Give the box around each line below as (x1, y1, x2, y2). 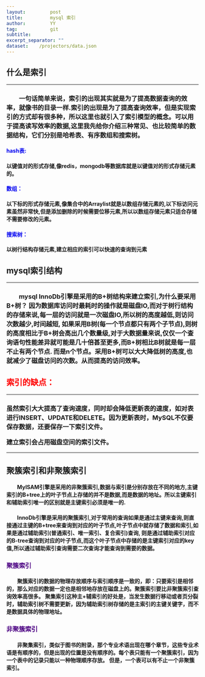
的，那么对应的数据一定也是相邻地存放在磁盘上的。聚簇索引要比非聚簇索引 (6, 585, 193, 593)
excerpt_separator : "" (6, 37, 64, 43)
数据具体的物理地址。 (11, 608, 65, 615)
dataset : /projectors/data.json (6, 43, 97, 50)
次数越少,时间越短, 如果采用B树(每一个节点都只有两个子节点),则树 (6, 319, 198, 328)
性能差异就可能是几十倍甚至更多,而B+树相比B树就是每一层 (25, 338, 196, 346)
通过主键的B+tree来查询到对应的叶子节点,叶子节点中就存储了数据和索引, (11, 521, 193, 529)
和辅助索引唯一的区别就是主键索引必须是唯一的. (6, 499, 126, 506)
